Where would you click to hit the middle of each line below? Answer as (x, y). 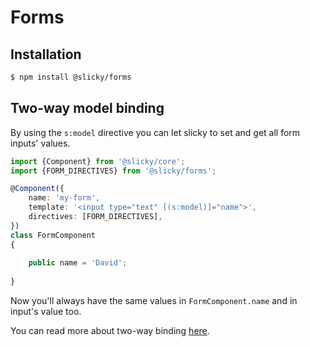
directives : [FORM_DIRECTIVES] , (95, 217)
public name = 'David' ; (78, 263)
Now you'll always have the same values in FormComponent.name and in (154, 301)
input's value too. (46, 312)
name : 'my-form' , (64, 198)
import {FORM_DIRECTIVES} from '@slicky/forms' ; (113, 171)
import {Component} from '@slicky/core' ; (98, 161)
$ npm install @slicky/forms (71, 77)
